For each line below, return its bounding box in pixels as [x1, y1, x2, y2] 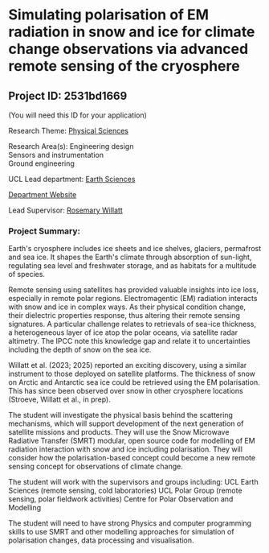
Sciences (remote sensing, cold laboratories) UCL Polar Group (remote [8, 485, 243, 496]
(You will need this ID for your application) [8, 110, 147, 120]
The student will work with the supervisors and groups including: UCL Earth [8, 477, 259, 487]
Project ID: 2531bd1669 [8, 89, 128, 102]
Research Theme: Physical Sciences [8, 126, 128, 135]
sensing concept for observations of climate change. [8, 461, 183, 472]
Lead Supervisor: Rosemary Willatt [8, 205, 123, 215]
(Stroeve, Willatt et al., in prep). [8, 394, 111, 404]
